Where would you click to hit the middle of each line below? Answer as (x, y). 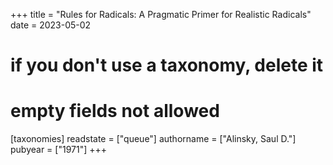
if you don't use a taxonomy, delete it (167, 65)
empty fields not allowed (115, 111)
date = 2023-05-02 (51, 25)
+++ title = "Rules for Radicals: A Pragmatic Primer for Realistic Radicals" (161, 14)
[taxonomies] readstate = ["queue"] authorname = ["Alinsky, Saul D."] (153, 139)
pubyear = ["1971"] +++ (59, 150)
